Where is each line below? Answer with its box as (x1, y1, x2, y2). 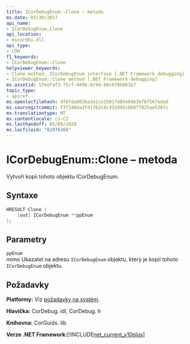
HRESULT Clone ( (6, 206, 47, 212)
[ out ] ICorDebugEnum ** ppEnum (17, 212, 93, 218)
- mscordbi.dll (6, 37, 45, 43)
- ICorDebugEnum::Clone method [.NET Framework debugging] (6, 76, 158, 82)
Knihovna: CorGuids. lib (6, 319, 66, 326)
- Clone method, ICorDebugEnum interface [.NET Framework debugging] (6, 71, 185, 77)
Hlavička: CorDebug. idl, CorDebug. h (6, 308, 101, 314)
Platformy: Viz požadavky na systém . (6, 296, 100, 303)
